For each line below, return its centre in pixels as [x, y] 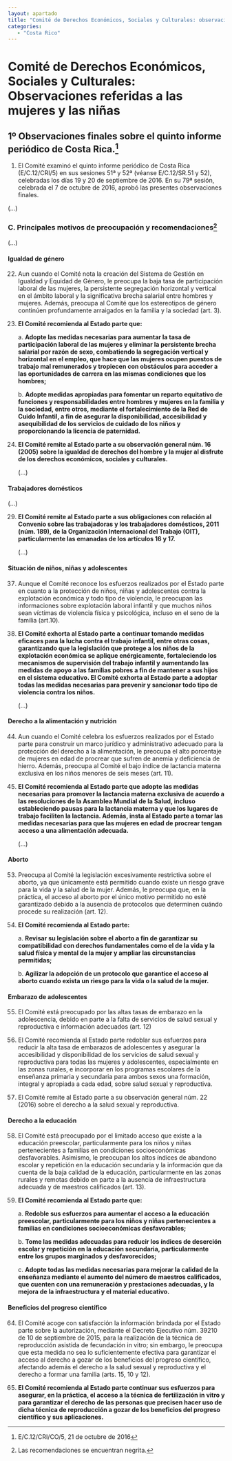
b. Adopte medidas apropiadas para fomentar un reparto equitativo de [120, 394]
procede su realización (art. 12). [63, 911]
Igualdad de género [36, 259]
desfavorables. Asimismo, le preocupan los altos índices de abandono [117, 1158]
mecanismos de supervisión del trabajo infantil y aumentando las [113, 663]
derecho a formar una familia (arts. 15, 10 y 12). [84, 1374]
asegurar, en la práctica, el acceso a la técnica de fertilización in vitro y [121, 1395]
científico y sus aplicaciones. [61, 1417]
